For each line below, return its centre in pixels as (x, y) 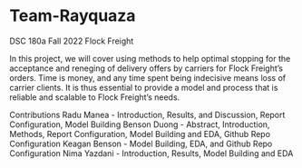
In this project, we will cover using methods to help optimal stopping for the (150, 58)
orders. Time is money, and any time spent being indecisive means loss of (148, 77)
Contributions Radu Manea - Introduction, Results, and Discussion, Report (147, 114)
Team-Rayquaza (73, 16)
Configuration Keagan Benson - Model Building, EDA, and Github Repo (141, 143)
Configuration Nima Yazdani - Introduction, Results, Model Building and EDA (151, 153)
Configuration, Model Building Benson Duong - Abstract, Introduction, (140, 124)
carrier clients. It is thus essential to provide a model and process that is (144, 87)
